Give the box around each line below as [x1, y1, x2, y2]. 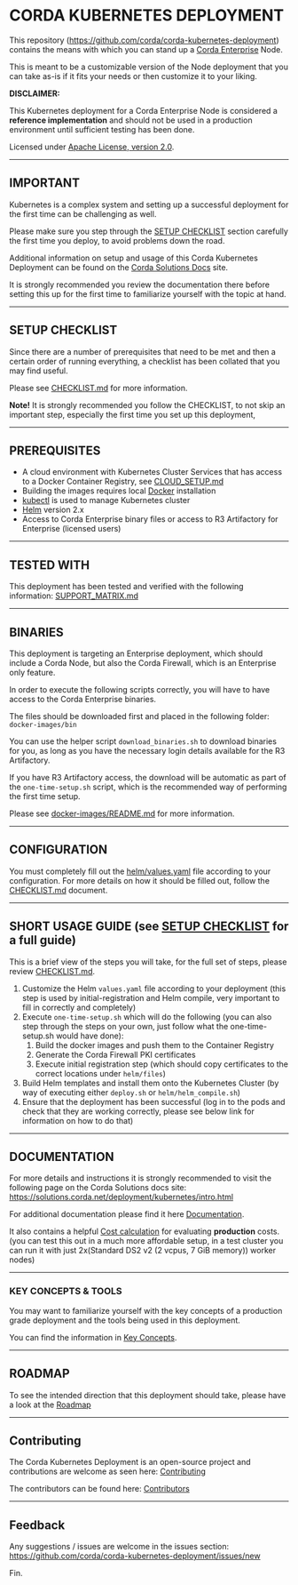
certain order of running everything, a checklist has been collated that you [9, 356, 281, 366]
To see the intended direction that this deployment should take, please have [9, 1389, 286, 1400]
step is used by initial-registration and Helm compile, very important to [21, 992, 280, 1003]
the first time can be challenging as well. [9, 208, 157, 219]
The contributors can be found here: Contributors [9, 1484, 191, 1494]
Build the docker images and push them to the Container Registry [35, 1039, 275, 1050]
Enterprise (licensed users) [21, 524, 122, 534]
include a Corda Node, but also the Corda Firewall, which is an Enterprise [9, 658, 277, 668]
